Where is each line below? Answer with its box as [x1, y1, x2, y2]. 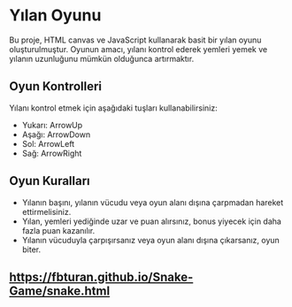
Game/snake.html [9, 283, 111, 298]
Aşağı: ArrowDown [21, 129, 91, 140]
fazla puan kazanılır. [21, 225, 96, 235]
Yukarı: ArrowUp [21, 119, 83, 130]
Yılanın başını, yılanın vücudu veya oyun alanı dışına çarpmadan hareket [21, 196, 284, 208]
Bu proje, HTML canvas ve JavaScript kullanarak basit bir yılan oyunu [9, 35, 262, 45]
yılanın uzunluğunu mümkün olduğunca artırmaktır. [9, 53, 195, 64]
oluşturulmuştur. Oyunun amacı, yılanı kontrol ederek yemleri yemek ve [9, 43, 268, 54]
